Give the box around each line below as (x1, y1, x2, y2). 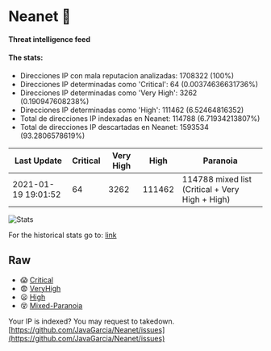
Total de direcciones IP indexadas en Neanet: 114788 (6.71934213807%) (19, 113, 261, 123)
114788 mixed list (181, 173, 252, 185)
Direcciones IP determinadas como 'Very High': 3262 (19, 88, 198, 98)
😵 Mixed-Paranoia (19, 300, 83, 310)
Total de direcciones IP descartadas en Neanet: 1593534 (19, 122, 210, 132)
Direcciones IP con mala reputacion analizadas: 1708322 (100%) (19, 70, 235, 80)
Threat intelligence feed (8, 34, 91, 44)
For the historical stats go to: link (8, 230, 117, 240)
